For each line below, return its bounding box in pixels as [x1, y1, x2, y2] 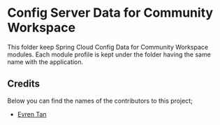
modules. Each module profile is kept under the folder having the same [7, 50, 211, 59]
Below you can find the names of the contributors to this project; [7, 96, 193, 105]
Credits [7, 78, 41, 90]
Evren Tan [17, 110, 47, 118]
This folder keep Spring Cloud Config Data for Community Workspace [7, 43, 208, 51]
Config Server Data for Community [7, 5, 214, 21]
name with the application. [7, 57, 84, 66]
